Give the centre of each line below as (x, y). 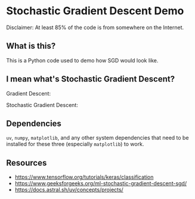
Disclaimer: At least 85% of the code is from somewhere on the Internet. (95, 27)
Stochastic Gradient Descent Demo (95, 11)
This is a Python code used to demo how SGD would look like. (82, 60)
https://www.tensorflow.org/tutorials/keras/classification (84, 177)
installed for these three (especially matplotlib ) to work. (75, 144)
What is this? (31, 46)
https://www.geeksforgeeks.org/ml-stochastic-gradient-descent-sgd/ (100, 184)
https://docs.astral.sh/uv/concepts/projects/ (69, 190)
